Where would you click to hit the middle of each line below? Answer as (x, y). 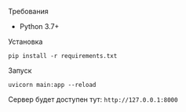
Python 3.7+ (39, 26)
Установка (26, 42)
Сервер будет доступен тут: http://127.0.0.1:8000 (93, 99)
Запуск (20, 70)
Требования (28, 11)
